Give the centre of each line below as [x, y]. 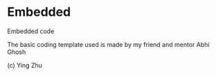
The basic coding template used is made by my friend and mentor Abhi [108, 44]
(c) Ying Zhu [25, 65]
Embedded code [31, 31]
